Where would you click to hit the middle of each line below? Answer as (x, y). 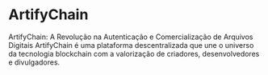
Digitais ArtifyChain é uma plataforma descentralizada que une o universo (131, 45)
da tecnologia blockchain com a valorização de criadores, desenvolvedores (134, 53)
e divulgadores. (34, 62)
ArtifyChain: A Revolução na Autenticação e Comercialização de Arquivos (131, 37)
